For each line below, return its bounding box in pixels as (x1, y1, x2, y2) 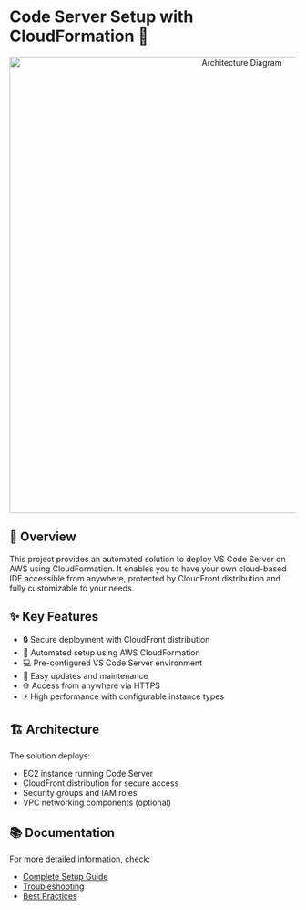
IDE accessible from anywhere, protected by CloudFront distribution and (9, 572, 280, 583)
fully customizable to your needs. (9, 582, 135, 593)
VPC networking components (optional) (22, 797, 171, 809)
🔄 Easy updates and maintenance (22, 670, 148, 681)
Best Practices (22, 891, 77, 902)
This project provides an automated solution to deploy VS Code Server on (9, 553, 287, 564)
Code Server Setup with (9, 6, 194, 27)
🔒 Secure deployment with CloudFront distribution (22, 633, 210, 644)
